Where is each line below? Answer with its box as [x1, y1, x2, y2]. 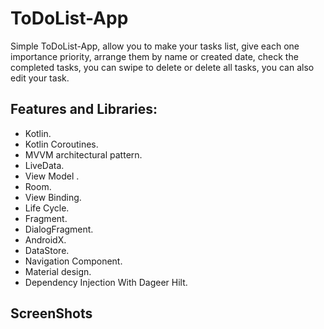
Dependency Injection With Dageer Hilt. [24, 276, 188, 288]
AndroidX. [24, 233, 67, 246]
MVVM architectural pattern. [24, 148, 143, 161]
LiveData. [24, 159, 65, 171]
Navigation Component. [24, 255, 123, 267]
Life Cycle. [24, 202, 70, 214]
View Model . [24, 170, 80, 182]
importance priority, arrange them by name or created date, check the [10, 50, 299, 62]
